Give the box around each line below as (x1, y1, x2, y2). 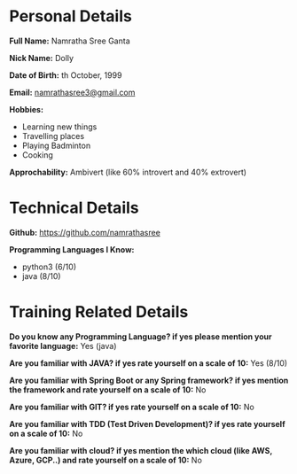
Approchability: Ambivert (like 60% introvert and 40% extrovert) (9, 167, 246, 177)
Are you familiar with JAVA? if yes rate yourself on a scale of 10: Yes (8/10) (9, 357, 288, 369)
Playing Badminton (21, 140, 91, 151)
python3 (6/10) (21, 261, 77, 272)
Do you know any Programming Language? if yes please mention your (9, 330, 272, 342)
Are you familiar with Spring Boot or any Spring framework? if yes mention (9, 375, 289, 385)
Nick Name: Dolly (9, 52, 74, 63)
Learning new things (21, 121, 98, 132)
